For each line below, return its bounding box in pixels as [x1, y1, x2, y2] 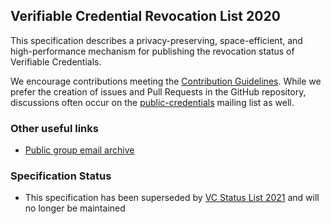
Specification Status [10, 169, 112, 183]
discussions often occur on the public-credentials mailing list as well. [10, 96, 295, 108]
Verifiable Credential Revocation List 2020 [10, 8, 281, 25]
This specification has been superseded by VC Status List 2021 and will [24, 192, 320, 204]
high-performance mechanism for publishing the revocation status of [10, 45, 295, 57]
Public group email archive [24, 144, 135, 156]
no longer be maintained [24, 202, 126, 214]
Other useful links [10, 121, 99, 135]
